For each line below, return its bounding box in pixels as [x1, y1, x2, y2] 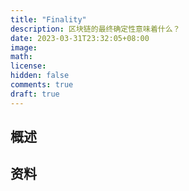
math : [10, 52, 33, 62]
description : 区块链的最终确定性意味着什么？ [10, 24, 181, 34]
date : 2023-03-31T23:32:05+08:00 [10, 33, 150, 43]
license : [10, 61, 47, 71]
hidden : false [10, 71, 70, 81]
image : [10, 42, 38, 53]
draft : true [10, 89, 60, 99]
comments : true [10, 80, 74, 90]
